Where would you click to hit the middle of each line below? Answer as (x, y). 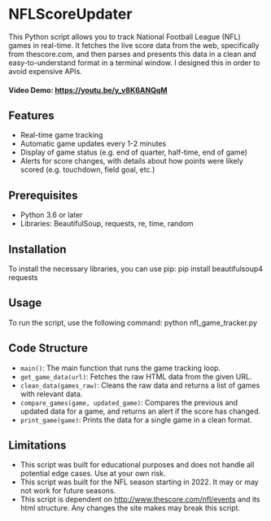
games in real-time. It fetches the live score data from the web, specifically (134, 45)
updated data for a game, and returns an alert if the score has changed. (140, 411)
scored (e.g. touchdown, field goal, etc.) (87, 170)
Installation (37, 249)
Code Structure (48, 348)
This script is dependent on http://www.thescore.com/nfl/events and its (140, 499)
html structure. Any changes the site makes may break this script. (130, 508)
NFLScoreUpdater (70, 14)
